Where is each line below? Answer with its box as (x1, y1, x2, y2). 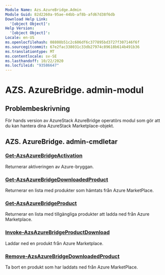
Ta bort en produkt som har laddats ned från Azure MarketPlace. (5, 264, 138, 270)
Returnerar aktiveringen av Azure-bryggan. (5, 163, 94, 170)
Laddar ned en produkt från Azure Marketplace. (5, 240, 103, 246)
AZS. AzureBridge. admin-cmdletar (5, 137, 118, 146)
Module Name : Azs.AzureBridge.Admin (5, 7, 81, 12)
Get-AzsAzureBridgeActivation (5, 152, 82, 159)
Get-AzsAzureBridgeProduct (5, 200, 77, 207)
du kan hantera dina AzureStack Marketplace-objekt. (5, 123, 114, 129)
